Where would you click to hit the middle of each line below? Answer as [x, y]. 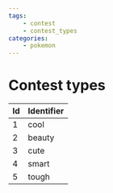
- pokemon [40, 46]
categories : [28, 38]
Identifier [46, 111]
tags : [17, 16]
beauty [41, 138]
